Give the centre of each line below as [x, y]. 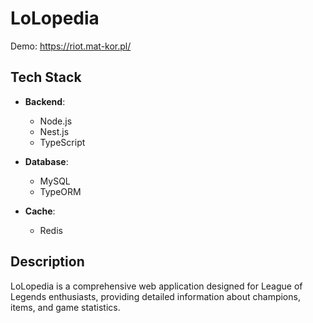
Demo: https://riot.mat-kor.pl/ [71, 46]
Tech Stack [46, 77]
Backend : [45, 101]
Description [47, 262]
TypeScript [62, 142]
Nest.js [54, 131]
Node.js [56, 121]
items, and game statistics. [65, 307]
